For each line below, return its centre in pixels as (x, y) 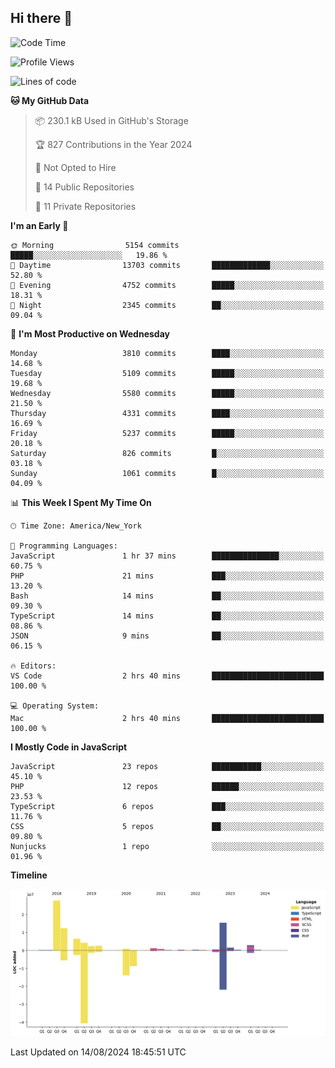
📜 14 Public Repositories (84, 187)
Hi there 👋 (41, 18)
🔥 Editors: (33, 666)
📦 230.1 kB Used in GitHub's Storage (111, 120)
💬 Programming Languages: (64, 546)
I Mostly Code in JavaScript (69, 747)
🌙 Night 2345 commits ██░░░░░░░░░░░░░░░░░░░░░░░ (167, 305)
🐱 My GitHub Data (50, 100)
